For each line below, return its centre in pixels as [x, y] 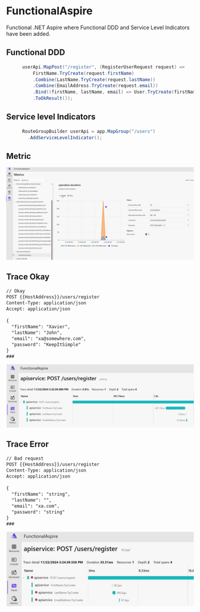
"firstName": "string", [41, 494]
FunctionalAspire [50, 11]
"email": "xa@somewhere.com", [49, 339]
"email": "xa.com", [36, 506]
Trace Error [28, 444]
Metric [19, 156]
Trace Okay [28, 277]
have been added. [28, 33]
